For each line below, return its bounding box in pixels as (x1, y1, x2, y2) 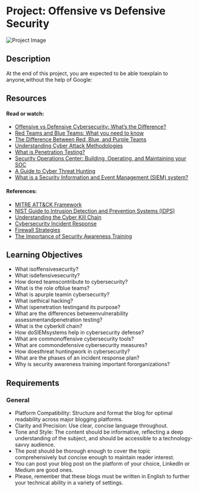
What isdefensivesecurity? (14, 272, 80, 279)
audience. (30, 441, 55, 448)
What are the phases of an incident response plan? (14, 354, 140, 361)
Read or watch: (6, 110, 45, 117)
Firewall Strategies (14, 226, 61, 233)
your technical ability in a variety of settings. (14, 479, 124, 487)
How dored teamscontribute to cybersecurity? (14, 279, 128, 286)
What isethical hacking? (14, 297, 73, 305)
